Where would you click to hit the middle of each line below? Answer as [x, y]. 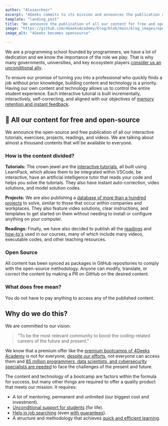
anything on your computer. [34, 219]
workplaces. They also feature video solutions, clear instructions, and [77, 208]
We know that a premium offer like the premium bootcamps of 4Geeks [77, 350]
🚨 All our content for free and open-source [72, 120]
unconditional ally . [24, 68]
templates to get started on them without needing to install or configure [79, 214]
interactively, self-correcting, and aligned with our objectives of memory [79, 99]
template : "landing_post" [32, 19]
